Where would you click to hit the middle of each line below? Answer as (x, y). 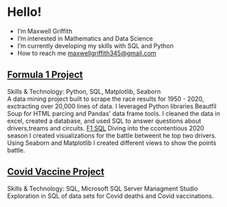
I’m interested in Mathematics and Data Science (85, 38)
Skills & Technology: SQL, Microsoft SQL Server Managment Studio (103, 188)
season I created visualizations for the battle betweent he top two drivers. (112, 135)
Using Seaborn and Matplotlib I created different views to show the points (112, 143)
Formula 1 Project (45, 75)
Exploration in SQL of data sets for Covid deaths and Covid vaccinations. (110, 196)
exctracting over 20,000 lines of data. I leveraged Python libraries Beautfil (112, 106)
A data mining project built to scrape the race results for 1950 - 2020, (106, 99)
